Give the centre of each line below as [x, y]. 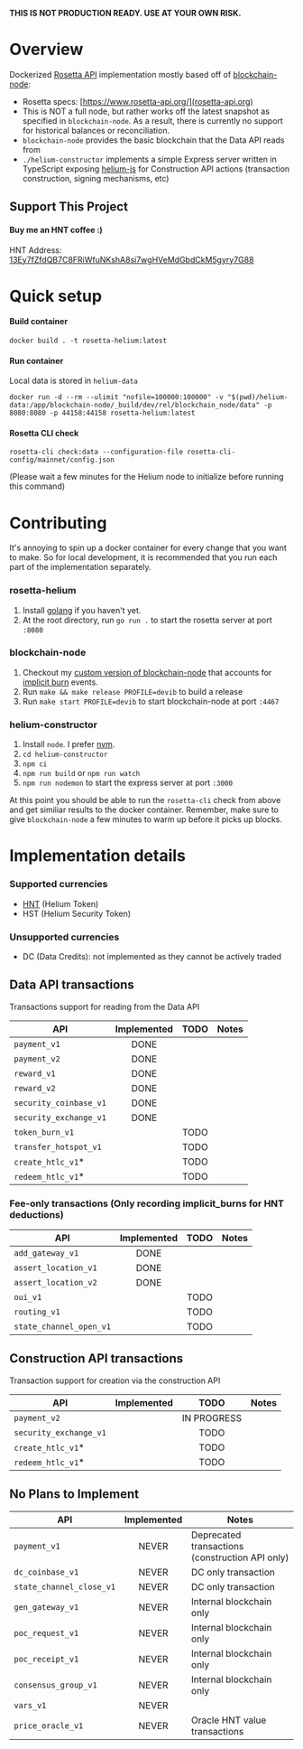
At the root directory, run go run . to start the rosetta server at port [147, 620]
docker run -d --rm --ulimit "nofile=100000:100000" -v [116, 397]
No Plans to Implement [74, 1494]
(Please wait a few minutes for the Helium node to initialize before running [147, 477]
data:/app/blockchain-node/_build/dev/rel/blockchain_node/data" [134, 406]
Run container [37, 360]
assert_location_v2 [55, 1283]
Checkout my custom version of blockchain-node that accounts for [147, 672]
